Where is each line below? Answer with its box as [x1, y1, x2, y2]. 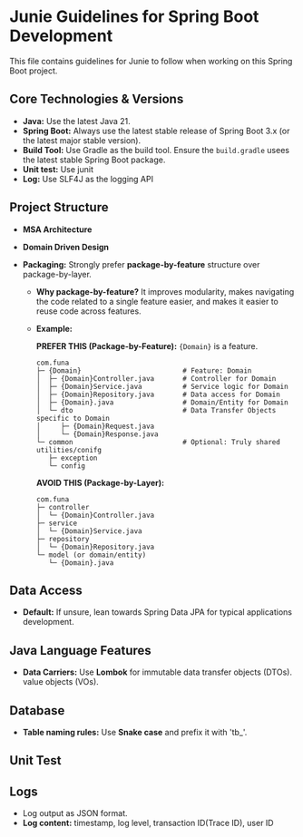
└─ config [48, 461, 86, 471]
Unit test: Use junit [22, 163, 93, 174]
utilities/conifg [35, 445, 103, 454]
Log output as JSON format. [22, 808, 128, 819]
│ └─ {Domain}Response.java [35, 429, 159, 439]
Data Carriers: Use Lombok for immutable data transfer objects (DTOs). [22, 667, 293, 677]
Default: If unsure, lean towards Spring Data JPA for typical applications [22, 607, 293, 618]
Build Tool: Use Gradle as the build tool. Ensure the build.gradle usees [22, 144, 290, 155]
